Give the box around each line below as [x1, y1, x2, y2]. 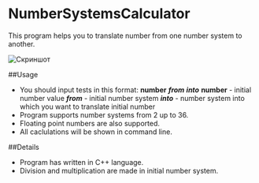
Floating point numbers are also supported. [19, 118, 160, 128]
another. [8, 39, 35, 48]
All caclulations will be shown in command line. [19, 127, 173, 136]
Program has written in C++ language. [19, 157, 144, 166]
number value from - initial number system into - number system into [19, 93, 246, 103]
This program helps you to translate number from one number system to [8, 31, 242, 40]
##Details [8, 142, 39, 151]
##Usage [8, 69, 39, 79]
